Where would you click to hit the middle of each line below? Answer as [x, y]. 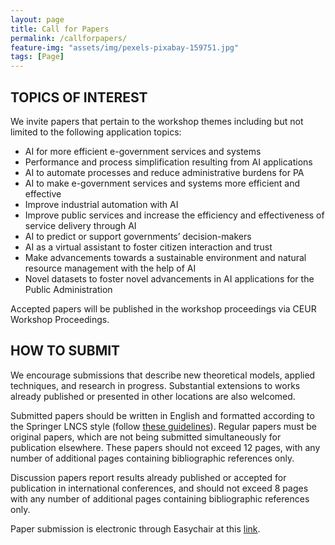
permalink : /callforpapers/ [69, 38]
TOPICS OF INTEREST [79, 97]
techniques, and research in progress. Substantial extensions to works [155, 385]
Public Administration [68, 289]
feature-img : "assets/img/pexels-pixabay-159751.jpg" [125, 47]
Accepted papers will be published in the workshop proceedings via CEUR [163, 308]
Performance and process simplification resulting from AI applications [168, 162]
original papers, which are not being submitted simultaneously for [146, 437]
